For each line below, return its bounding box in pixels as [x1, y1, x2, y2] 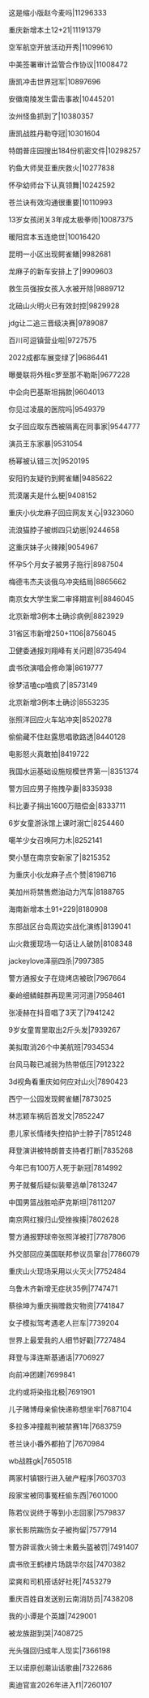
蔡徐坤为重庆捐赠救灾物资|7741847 [8, 1301, 125, 1310]
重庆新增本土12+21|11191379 [8, 25, 101, 35]
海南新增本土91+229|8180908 [8, 905, 108, 913]
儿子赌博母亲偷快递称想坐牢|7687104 [8, 1404, 132, 1414]
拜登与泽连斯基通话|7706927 [8, 1352, 105, 1362]
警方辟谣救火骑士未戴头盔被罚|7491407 [8, 1542, 139, 1552]
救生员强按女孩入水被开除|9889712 [8, 284, 126, 293]
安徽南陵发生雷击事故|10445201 [8, 94, 115, 104]
